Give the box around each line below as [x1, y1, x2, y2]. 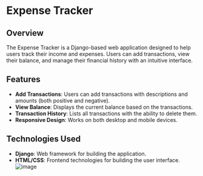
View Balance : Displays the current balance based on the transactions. [15, 103, 193, 110]
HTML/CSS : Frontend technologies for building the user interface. [15, 156, 180, 164]
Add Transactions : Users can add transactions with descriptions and [15, 90, 188, 98]
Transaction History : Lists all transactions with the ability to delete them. [15, 110, 198, 117]
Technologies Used [6, 134, 81, 144]
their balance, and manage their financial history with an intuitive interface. [6, 57, 193, 64]
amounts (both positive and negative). [15, 96, 110, 104]
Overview [6, 28, 44, 38]
